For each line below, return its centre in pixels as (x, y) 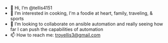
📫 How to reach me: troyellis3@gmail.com (55, 35)
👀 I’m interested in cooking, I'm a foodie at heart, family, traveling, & (81, 13)
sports (17, 18)
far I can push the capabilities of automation (57, 29)
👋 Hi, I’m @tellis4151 (31, 8)
